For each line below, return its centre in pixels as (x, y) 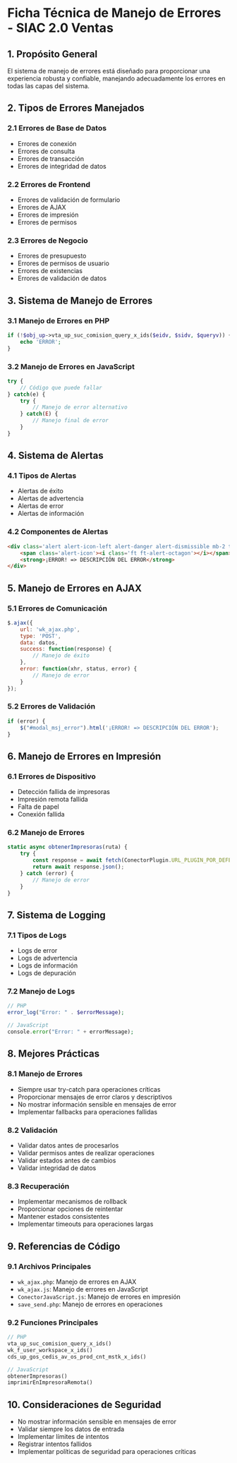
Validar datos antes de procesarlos (68, 1145)
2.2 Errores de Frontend (49, 184)
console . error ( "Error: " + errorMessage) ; (71, 1032)
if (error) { (26, 721)
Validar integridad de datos (57, 1168)
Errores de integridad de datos (62, 166)
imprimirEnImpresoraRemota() (50, 1383)
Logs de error (37, 951)
